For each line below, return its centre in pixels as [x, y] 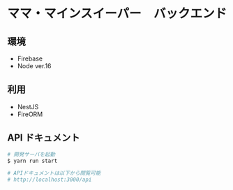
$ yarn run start [32, 161]
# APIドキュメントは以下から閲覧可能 [54, 173]
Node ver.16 [34, 66]
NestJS [28, 106]
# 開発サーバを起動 [31, 154]
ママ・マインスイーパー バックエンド [117, 14]
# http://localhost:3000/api [50, 180]
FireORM [30, 114]
